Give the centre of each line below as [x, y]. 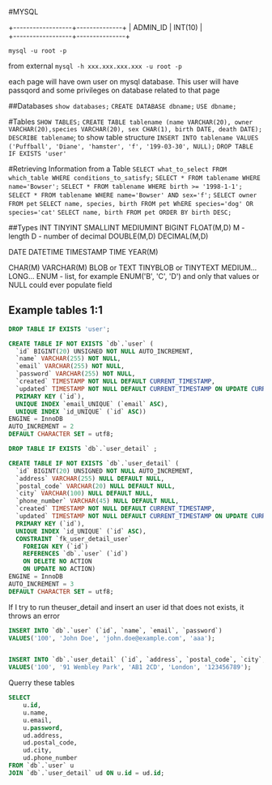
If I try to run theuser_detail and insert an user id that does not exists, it [126, 607]
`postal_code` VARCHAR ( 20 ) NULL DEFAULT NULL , [96, 486]
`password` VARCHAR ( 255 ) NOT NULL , [76, 374]
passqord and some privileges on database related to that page [114, 90]
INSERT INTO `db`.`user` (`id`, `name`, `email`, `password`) [115, 631]
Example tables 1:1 [55, 310]
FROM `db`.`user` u [41, 766]
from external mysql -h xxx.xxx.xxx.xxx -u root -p [95, 66]
